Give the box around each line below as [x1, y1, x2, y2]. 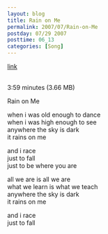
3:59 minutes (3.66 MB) [7, 84, 75, 91]
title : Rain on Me [7, 17, 61, 24]
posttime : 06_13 [7, 37, 54, 44]
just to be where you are [7, 162, 77, 169]
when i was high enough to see [7, 118, 97, 126]
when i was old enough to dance [7, 110, 101, 119]
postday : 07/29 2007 [7, 30, 68, 37]
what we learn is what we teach [7, 183, 98, 190]
